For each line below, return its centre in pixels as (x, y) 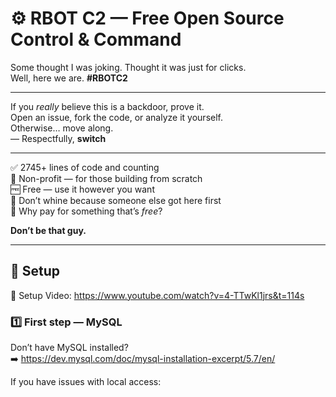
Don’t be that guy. (48, 230)
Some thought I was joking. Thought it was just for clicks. (128, 67)
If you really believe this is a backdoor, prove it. (107, 106)
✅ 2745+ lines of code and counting (85, 167)
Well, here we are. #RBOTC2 (69, 78)
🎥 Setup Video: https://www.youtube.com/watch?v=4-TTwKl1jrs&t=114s (157, 295)
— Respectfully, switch (58, 138)
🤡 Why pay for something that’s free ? (86, 211)
